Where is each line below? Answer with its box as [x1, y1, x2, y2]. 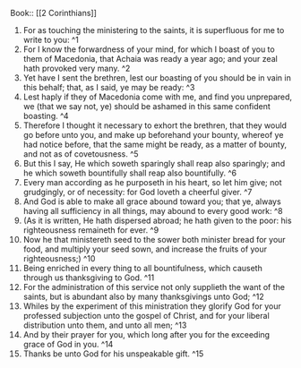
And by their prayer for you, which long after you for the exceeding [22, 329, 271, 339]
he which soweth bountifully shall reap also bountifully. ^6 [22, 167, 237, 178]
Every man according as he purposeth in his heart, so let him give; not [22, 177, 282, 187]
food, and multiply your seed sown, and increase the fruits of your [22, 244, 268, 254]
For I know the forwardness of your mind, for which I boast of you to [22, 44, 276, 55]
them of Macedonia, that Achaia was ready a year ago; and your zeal [22, 54, 279, 64]
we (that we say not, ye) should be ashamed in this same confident [22, 101, 271, 111]
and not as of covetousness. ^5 [22, 149, 139, 159]
